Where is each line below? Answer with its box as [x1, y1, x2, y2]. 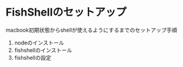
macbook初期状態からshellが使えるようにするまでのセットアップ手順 [5, 26, 178, 33]
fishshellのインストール [14, 46, 73, 54]
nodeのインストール [14, 39, 64, 46]
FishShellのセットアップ [5, 5, 127, 19]
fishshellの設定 [14, 54, 52, 61]
